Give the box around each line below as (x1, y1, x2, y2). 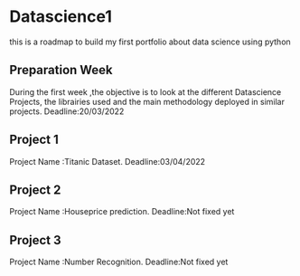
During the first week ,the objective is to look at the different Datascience (9, 86, 282, 97)
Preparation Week (9, 62, 113, 78)
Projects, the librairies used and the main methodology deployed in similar (9, 96, 285, 107)
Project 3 (9, 233, 61, 248)
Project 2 (9, 182, 61, 197)
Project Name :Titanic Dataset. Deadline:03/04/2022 (9, 156, 206, 167)
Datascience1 (9, 6, 113, 27)
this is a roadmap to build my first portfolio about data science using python (9, 36, 291, 47)
